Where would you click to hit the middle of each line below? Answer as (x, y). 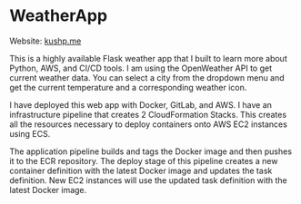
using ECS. (30, 133)
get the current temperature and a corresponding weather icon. (128, 87)
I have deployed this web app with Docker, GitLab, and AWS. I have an (141, 104)
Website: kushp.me (45, 41)
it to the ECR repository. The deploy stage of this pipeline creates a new (144, 160)
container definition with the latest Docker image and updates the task (141, 170)
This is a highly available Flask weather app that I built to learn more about (149, 58)
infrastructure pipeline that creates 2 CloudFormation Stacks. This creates (148, 114)
